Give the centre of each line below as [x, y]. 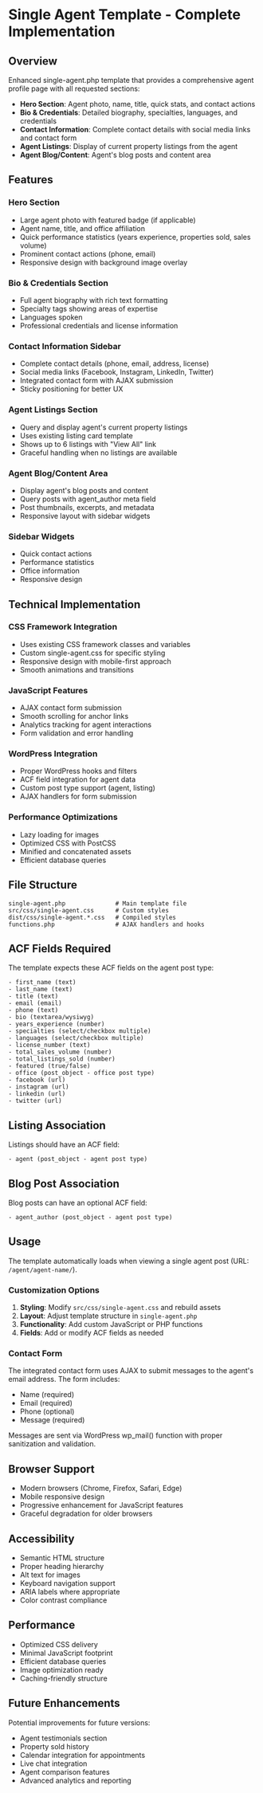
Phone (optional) [47, 1411]
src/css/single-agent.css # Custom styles [89, 910]
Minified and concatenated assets [75, 851]
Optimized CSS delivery [59, 1644]
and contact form [48, 138]
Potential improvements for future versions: [79, 1722]
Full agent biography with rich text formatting [94, 300]
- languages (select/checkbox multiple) [77, 1038]
